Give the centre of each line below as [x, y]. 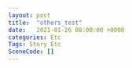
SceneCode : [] [31, 52]
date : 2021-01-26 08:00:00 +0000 [66, 30]
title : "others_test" [45, 23]
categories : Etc [35, 37]
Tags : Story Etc [35, 45]
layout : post [29, 15]
